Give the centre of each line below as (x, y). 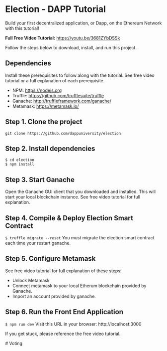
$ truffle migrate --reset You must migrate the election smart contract (80, 238)
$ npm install (20, 165)
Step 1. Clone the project (44, 122)
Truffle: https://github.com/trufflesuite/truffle (58, 95)
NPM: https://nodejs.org (37, 90)
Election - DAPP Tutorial (55, 9)
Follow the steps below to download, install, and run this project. (71, 47)
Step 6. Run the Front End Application (64, 312)
